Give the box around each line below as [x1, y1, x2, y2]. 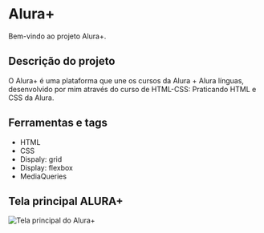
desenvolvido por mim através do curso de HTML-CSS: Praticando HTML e [8, 84, 257, 94]
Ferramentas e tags [8, 116, 108, 130]
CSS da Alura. [8, 93, 55, 102]
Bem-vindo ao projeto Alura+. [8, 31, 107, 41]
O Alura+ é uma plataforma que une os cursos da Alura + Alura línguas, [8, 75, 245, 85]
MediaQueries [19, 171, 67, 181]
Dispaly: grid [19, 154, 63, 164]
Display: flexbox [19, 163, 74, 172]
